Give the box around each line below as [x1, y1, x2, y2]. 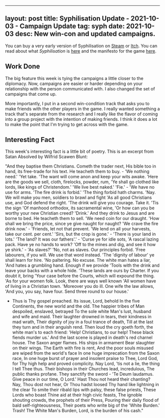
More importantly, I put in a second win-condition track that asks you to [5, 100, 150, 106]
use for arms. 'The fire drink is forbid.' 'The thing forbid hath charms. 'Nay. [5, 190, 156, 195]
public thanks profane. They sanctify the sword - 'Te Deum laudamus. [12, 371, 154, 377]
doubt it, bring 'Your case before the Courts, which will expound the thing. [5, 273, 155, 279]
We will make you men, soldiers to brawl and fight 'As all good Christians [5, 195, 152, 200]
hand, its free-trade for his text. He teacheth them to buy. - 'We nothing [5, 168, 150, 174]
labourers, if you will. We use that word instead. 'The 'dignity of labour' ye [5, 252, 155, 258]
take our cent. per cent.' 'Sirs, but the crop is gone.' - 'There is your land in [5, 231, 156, 237]
